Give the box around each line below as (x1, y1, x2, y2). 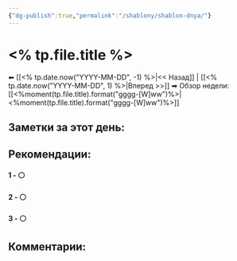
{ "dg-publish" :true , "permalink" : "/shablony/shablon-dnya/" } (8, 11, 212, 20)
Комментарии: (8, 240, 86, 253)
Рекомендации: (8, 148, 91, 162)
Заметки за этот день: (8, 120, 126, 134)
